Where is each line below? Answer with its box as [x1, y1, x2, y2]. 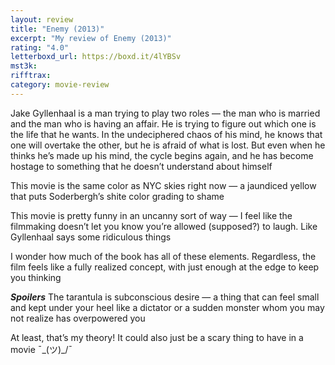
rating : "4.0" [10, 42, 70, 53]
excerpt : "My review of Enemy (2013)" [10, 33, 172, 43]
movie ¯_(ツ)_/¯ [10, 343, 73, 355]
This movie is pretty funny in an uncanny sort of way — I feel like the [10, 209, 293, 221]
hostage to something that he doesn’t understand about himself [10, 160, 273, 172]
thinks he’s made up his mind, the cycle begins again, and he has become [10, 149, 314, 161]
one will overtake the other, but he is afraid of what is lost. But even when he [10, 139, 326, 151]
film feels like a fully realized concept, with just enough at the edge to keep [10, 261, 320, 273]
